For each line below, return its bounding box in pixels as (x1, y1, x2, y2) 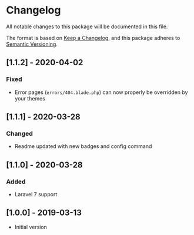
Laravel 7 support (14, 191, 58, 197)
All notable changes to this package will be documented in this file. (6, 23, 168, 30)
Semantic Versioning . (6, 41, 58, 48)
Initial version (14, 223, 47, 230)
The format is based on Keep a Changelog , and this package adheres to (6, 34, 180, 41)
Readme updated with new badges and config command (14, 143, 152, 150)
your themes (14, 95, 46, 102)
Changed (6, 129, 34, 137)
